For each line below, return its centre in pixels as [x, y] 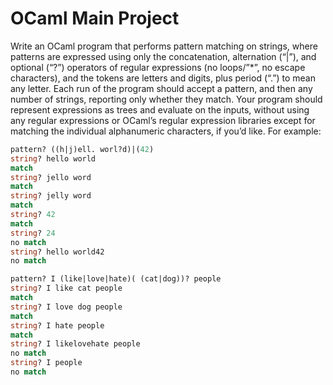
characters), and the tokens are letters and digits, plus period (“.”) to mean [163, 78]
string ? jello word [51, 177]
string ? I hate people [57, 325]
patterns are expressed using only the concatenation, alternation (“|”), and [163, 56]
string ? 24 [33, 233]
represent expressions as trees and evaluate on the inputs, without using [160, 109]
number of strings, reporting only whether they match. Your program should [166, 99]
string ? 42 [33, 215]
